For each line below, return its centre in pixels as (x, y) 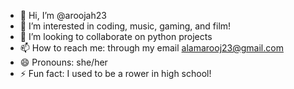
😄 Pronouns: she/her (63, 62)
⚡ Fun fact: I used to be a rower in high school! (115, 73)
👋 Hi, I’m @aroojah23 (63, 15)
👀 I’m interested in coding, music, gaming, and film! (125, 26)
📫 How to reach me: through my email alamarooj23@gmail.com (151, 48)
